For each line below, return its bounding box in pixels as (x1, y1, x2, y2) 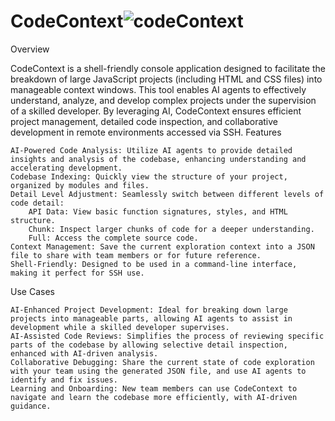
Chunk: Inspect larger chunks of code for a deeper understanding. (28, 224, 315, 234)
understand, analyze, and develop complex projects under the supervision (10, 94, 317, 106)
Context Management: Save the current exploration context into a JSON (10, 241, 315, 252)
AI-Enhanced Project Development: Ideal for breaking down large (10, 305, 288, 315)
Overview (10, 43, 50, 55)
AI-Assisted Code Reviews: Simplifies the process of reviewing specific (10, 331, 325, 341)
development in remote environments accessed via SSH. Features (10, 126, 282, 138)
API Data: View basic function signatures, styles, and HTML (28, 206, 288, 217)
